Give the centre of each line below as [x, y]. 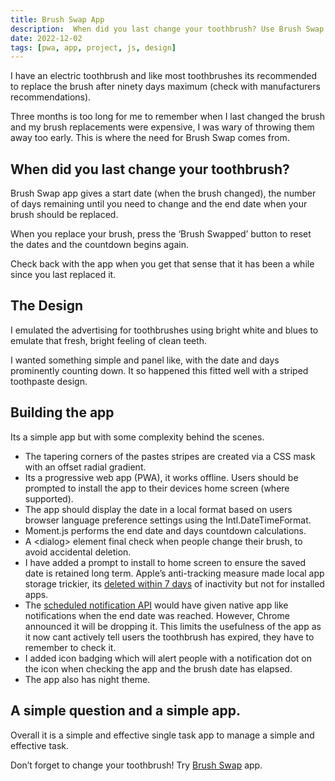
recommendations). [51, 97]
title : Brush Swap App [57, 19]
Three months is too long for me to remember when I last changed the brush [167, 117]
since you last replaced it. [63, 275]
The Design [47, 306]
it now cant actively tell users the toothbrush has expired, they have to [169, 637]
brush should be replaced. [64, 215]
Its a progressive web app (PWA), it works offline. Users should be [161, 477]
